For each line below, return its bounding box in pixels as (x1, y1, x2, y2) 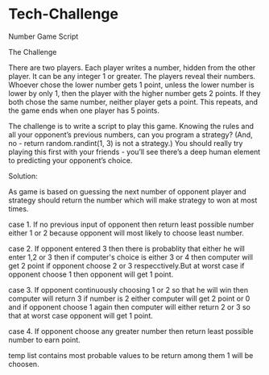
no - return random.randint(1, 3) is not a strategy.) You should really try (8, 138, 243, 148)
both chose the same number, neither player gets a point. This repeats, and (8, 97, 259, 106)
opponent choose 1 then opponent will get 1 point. (8, 269, 174, 279)
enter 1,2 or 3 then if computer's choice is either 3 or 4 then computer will (8, 252, 254, 262)
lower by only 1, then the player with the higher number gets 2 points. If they (8, 88, 261, 98)
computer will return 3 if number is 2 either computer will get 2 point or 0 (8, 294, 250, 303)
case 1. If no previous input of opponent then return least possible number (8, 219, 255, 229)
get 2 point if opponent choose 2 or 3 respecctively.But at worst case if (8, 260, 245, 270)
